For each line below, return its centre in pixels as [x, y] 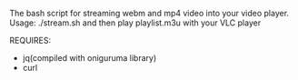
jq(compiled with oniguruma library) [89, 58]
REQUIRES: [30, 40]
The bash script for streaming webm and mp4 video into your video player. [149, 13]
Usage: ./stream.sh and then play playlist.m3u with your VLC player [135, 23]
